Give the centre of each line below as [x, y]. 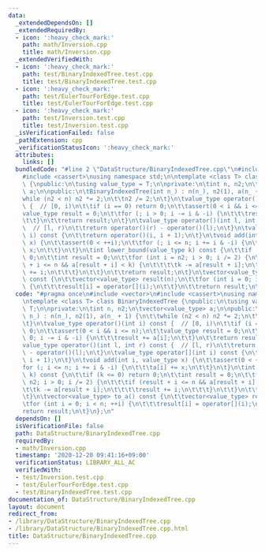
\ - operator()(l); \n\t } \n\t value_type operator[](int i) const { [134, 353]
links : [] [39, 162]
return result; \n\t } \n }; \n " [68, 412]
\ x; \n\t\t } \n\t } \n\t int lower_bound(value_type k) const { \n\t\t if [137, 250]
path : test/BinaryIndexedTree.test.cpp [88, 74]
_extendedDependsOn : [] [54, 23]
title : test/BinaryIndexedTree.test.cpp [90, 81]
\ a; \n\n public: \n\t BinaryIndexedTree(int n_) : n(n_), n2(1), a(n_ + [141, 191]
